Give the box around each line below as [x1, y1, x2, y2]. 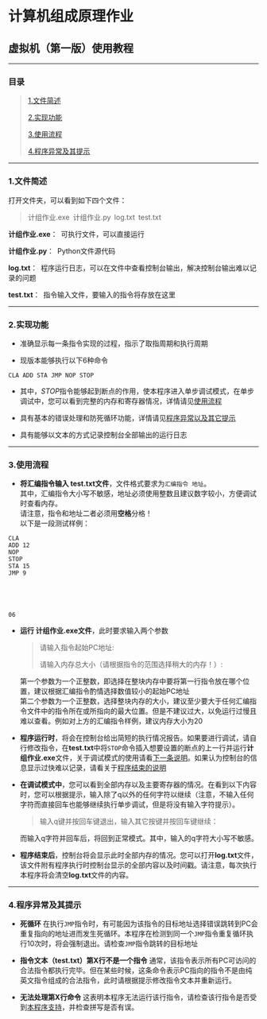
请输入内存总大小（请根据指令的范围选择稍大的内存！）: [39, 660, 223, 669]
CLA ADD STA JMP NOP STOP [8, 371, 94, 379]
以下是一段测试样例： [19, 518, 90, 529]
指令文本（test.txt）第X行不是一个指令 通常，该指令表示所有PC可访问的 [19, 955, 257, 966]
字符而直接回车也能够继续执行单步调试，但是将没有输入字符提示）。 [19, 800, 240, 809]
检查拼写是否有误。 [75, 1002, 139, 1012]
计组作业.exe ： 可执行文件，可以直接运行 [8, 229, 145, 238]
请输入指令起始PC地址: [39, 643, 114, 653]
